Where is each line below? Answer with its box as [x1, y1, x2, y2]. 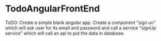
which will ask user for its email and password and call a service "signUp [5, 24, 156, 30]
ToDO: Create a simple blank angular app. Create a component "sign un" [5, 19, 156, 25]
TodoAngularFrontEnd [5, 3, 100, 14]
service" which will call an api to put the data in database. [5, 30, 125, 36]
